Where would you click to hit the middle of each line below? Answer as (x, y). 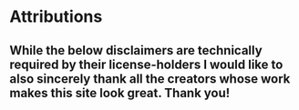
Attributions (56, 17)
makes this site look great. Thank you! (120, 93)
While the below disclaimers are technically (136, 50)
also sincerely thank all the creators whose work (150, 79)
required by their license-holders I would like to (146, 64)
